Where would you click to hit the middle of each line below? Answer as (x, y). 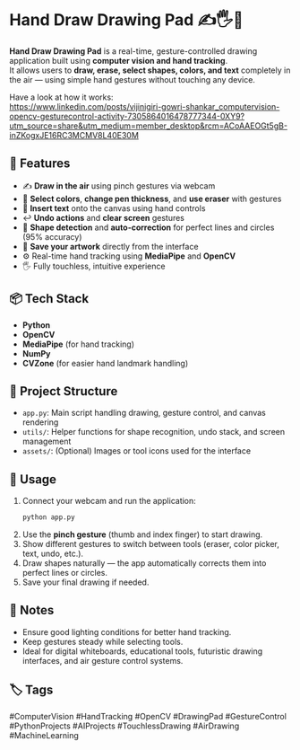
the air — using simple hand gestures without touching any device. (132, 79)
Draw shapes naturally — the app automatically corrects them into (144, 563)
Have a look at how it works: (61, 97)
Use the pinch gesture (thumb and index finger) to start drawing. (142, 534)
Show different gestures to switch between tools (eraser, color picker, (150, 544)
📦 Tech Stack (49, 299)
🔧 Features (40, 164)
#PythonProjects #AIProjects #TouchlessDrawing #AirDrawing (124, 726)
